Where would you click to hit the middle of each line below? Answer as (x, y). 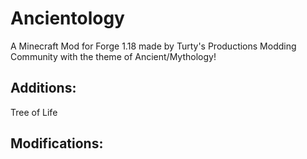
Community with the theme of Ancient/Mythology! (113, 56)
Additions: (43, 88)
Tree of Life (34, 112)
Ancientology (67, 18)
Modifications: (57, 143)
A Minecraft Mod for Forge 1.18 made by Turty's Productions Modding (153, 46)
